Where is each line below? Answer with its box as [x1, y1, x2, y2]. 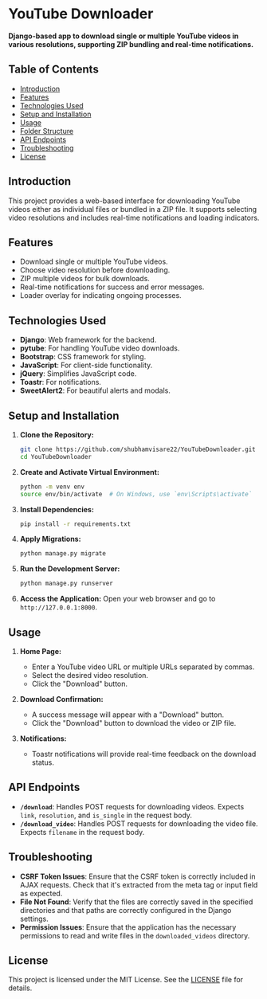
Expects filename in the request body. [19, 827, 145, 836]
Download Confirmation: [19, 694, 104, 703]
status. [31, 758, 54, 767]
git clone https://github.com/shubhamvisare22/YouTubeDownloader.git [19, 445, 257, 453]
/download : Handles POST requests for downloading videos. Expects [19, 801, 245, 811]
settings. [19, 914, 49, 923]
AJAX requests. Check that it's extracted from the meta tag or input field [19, 880, 258, 889]
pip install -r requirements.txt [19, 519, 132, 528]
